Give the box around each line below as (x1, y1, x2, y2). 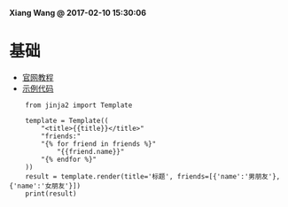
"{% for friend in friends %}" (41, 139, 157, 149)
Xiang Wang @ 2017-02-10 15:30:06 (9, 8, 147, 18)
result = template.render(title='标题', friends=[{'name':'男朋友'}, (25, 172, 281, 180)
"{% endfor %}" (41, 155, 97, 164)
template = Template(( (25, 116, 109, 125)
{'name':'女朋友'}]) (9, 181, 82, 190)
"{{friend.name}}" (56, 147, 125, 156)
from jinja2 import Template (25, 101, 133, 110)
